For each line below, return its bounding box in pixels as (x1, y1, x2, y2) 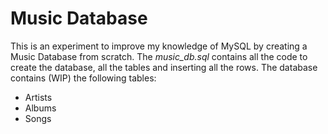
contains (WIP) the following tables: (10, 72, 157, 84)
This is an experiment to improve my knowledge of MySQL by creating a (10, 40, 308, 52)
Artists (24, 91, 53, 103)
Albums (24, 102, 57, 114)
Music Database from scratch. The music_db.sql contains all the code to (10, 50, 308, 62)
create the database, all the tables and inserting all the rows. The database (10, 61, 318, 73)
